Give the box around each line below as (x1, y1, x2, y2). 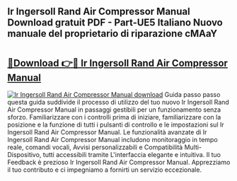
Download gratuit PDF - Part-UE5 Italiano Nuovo (7, 17, 223, 29)
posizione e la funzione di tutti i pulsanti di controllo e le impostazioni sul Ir (7, 120, 224, 129)
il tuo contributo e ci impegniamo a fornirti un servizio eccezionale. (7, 165, 202, 174)
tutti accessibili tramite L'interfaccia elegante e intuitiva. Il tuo (42, 151, 221, 158)
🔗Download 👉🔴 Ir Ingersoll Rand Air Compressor (7, 57, 229, 69)
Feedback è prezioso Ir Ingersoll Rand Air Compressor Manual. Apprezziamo (7, 158, 231, 166)
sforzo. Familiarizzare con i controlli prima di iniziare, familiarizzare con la (7, 113, 221, 121)
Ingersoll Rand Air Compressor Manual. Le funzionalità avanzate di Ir (7, 128, 207, 136)
